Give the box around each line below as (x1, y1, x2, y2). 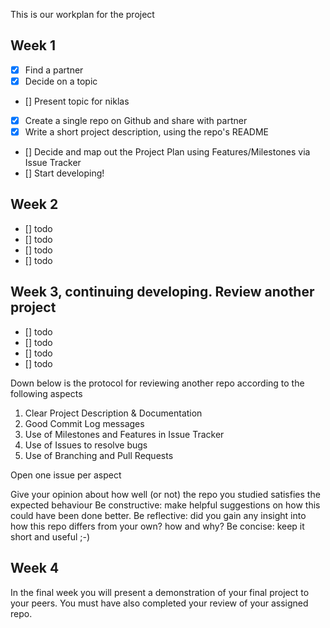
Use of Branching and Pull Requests (24, 449, 174, 461)
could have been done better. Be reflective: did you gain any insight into (10, 509, 307, 521)
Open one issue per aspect (10, 469, 122, 481)
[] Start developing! (24, 167, 105, 179)
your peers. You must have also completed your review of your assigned (10, 597, 309, 609)
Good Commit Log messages (24, 417, 145, 429)
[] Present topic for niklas (24, 95, 130, 107)
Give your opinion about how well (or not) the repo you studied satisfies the (10, 488, 321, 500)
